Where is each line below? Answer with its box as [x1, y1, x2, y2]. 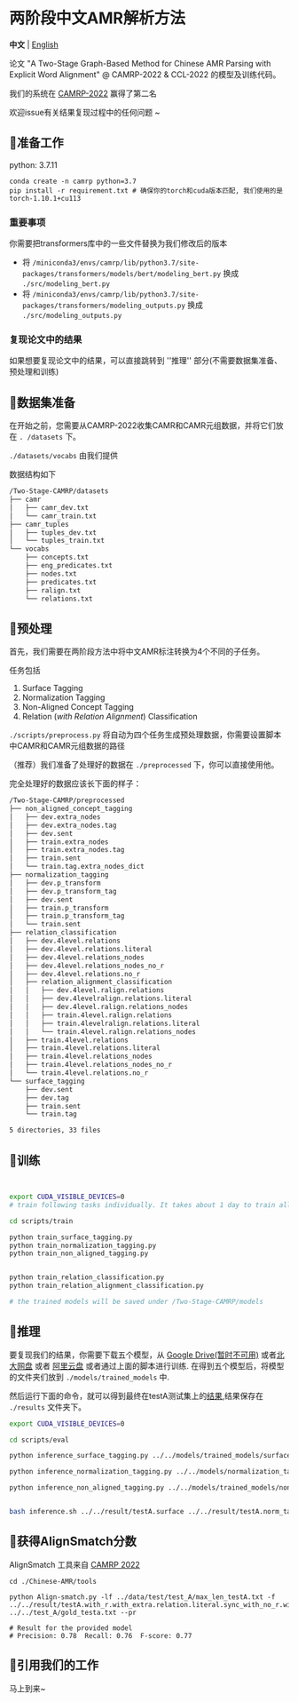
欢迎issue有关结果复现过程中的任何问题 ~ [9, 107, 161, 117]
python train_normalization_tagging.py [9, 1241, 157, 1250]
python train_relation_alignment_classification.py [9, 1281, 204, 1291]
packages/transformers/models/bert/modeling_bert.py [21, 270, 222, 279]
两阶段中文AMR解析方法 [9, 8, 186, 28]
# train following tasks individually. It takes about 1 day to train [9, 1200, 276, 1209]
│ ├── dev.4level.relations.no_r [9, 969, 141, 978]
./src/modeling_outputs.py [21, 312, 122, 321]
